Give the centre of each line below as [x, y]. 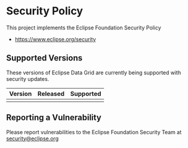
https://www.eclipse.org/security [56, 39]
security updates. [28, 78]
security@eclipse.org [32, 138]
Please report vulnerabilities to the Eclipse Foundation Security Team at [94, 132]
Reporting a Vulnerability [54, 118]
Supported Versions [44, 58]
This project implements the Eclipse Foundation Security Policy [84, 28]
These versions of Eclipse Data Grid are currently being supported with [94, 73]
